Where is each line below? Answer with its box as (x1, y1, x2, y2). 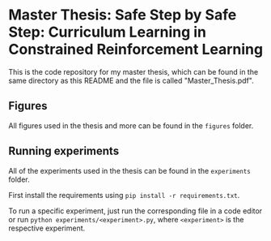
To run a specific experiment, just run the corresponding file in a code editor (8, 205, 263, 216)
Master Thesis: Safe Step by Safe (8, 6, 237, 24)
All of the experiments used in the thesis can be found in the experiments (8, 166, 251, 175)
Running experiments (8, 144, 120, 158)
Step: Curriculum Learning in (8, 23, 207, 41)
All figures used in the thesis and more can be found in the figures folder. (8, 120, 254, 131)
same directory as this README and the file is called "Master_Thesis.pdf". (8, 75, 254, 85)
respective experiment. (8, 223, 86, 233)
